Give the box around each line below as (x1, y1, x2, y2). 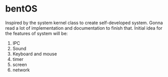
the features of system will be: (5, 30, 68, 36)
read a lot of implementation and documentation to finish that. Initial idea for (5, 25, 162, 31)
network (12, 66, 30, 73)
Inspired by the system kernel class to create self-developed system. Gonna (5, 20, 163, 26)
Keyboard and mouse (12, 51, 57, 57)
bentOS (5, 3, 38, 15)
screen (12, 61, 27, 67)
